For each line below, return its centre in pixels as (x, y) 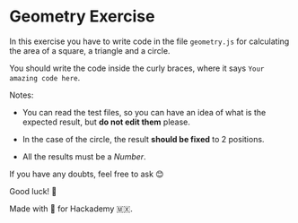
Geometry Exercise (82, 17)
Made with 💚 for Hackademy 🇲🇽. (71, 209)
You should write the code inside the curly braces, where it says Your (137, 68)
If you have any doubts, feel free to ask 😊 (87, 174)
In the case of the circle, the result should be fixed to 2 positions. (143, 139)
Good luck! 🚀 (33, 191)
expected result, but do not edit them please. (106, 122)
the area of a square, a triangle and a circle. (90, 50)
